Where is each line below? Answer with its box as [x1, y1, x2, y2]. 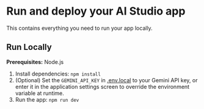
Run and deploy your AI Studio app [6, 4, 186, 18]
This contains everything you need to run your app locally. [6, 24, 153, 32]
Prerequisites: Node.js [6, 58, 64, 65]
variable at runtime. [15, 90, 64, 97]
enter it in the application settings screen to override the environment [15, 83, 190, 90]
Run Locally [6, 42, 52, 52]
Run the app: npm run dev [15, 96, 79, 103]
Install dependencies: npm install [15, 70, 101, 77]
